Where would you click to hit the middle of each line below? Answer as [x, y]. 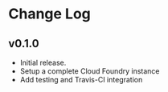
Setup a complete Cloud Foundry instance [90, 71]
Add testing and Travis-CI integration [81, 80]
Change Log [49, 14]
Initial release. [43, 62]
